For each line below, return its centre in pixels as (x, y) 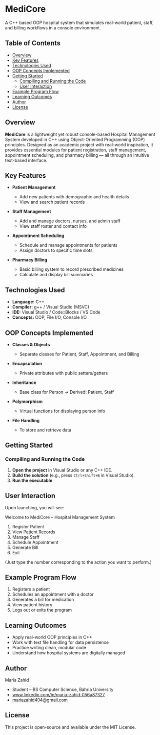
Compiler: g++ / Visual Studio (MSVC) (50, 307)
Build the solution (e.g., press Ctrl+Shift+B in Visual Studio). (73, 475)
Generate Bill (25, 547)
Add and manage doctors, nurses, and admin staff (70, 221)
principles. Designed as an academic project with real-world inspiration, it (79, 144)
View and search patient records (52, 202)
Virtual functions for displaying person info (62, 411)
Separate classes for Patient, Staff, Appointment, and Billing (80, 354)
